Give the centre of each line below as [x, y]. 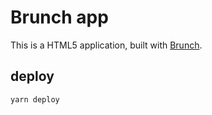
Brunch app [59, 17]
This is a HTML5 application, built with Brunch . [106, 45]
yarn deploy [35, 99]
